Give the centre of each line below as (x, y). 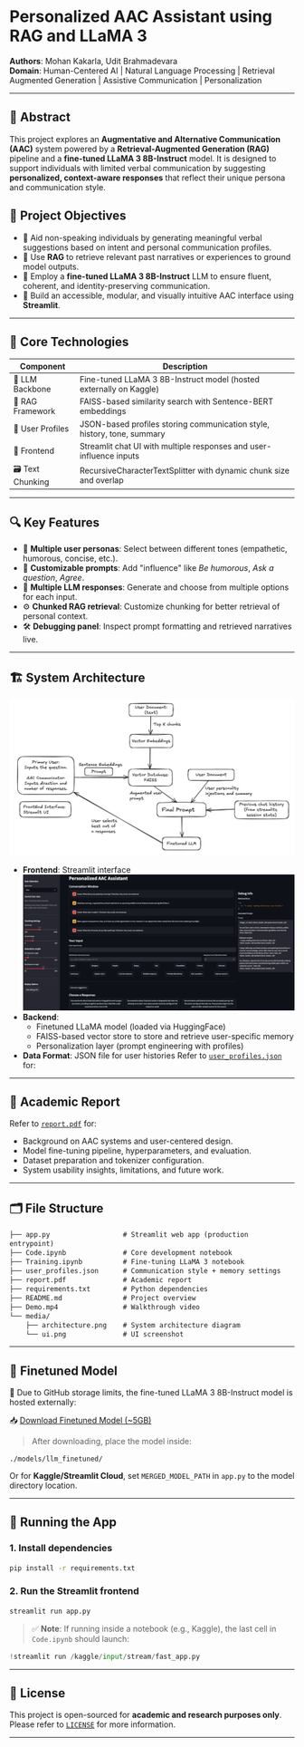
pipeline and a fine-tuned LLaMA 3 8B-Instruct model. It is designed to (143, 158)
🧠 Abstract (40, 117)
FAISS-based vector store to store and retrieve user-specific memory (165, 1036)
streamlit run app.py (50, 1611)
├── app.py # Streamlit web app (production (129, 1235)
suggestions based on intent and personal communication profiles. (147, 247)
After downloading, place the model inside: (111, 1441)
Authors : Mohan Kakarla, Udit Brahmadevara (94, 61)
